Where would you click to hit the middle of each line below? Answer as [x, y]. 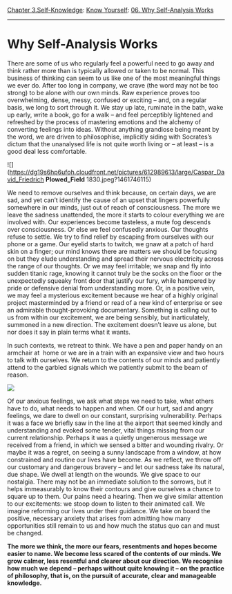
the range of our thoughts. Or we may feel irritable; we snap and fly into [109, 266]
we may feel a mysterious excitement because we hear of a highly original [113, 295]
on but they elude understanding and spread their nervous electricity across [116, 259]
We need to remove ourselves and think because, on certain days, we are [112, 192]
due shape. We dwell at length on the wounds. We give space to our [104, 474]
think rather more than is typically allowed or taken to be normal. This [106, 70]
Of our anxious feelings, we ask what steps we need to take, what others [110, 401]
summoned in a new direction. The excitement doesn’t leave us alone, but [112, 324]
